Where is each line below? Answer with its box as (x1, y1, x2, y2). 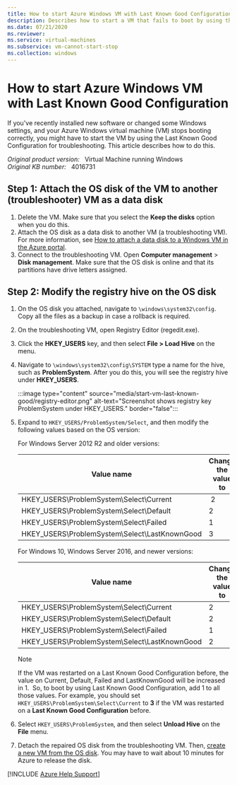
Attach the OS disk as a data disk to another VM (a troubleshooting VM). (17, 228, 228, 236)
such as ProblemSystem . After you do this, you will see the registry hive (17, 368, 229, 377)
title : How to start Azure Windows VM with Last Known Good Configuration (7, 10, 232, 18)
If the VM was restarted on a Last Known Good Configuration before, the (17, 669, 229, 678)
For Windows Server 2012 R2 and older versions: (17, 439, 160, 448)
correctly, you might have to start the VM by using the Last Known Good (7, 134, 217, 142)
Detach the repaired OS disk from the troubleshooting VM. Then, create (17, 741, 226, 750)
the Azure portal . (17, 243, 67, 251)
